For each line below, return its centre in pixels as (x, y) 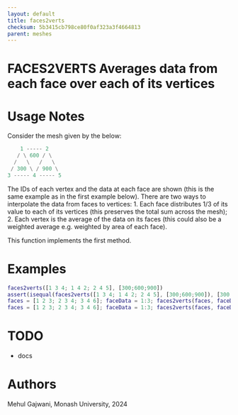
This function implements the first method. (69, 240)
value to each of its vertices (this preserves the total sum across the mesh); (118, 211)
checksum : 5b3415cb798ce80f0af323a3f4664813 (74, 27)
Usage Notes (46, 116)
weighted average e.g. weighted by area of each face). (87, 226)
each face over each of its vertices (111, 84)
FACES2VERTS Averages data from (113, 69)
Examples (37, 269)
